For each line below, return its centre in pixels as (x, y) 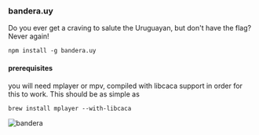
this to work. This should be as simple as (74, 94)
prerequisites (31, 67)
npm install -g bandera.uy (52, 51)
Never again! (29, 36)
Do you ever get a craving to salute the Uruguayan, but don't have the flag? (130, 28)
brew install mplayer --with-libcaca (70, 108)
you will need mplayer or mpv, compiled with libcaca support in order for (126, 86)
